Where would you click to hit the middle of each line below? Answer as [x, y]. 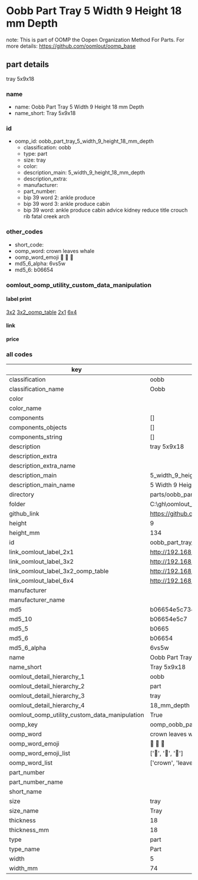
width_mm [24, 868]
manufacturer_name [37, 600]
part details [28, 65]
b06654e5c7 [169, 619]
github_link [24, 514]
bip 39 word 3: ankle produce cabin [67, 204]
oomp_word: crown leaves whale [55, 251]
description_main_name [42, 485]
